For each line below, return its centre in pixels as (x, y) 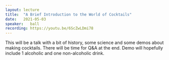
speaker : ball (22, 24)
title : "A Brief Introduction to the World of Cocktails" (69, 14)
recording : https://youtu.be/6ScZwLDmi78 (49, 28)
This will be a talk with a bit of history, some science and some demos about (84, 42)
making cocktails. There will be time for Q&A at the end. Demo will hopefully (84, 48)
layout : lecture (22, 10)
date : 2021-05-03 (26, 19)
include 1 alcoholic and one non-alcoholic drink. (55, 53)
